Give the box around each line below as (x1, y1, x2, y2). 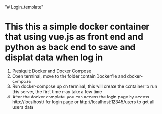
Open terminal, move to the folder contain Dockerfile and (12, 73, 126, 79)
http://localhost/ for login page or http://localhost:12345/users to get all (12, 99, 155, 105)
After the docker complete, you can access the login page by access (12, 94, 150, 99)
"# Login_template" (5, 4, 44, 10)
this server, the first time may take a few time (12, 88, 102, 94)
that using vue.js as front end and (5, 32, 144, 43)
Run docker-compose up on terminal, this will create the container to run (12, 83, 158, 89)
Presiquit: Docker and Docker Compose (12, 68, 92, 74)
